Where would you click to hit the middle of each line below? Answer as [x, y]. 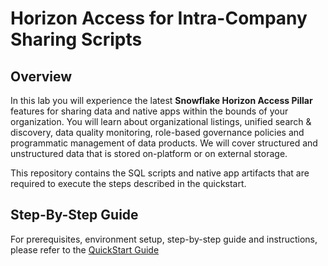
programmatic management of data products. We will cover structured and [164, 143]
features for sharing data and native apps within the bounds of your [149, 111]
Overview [41, 76]
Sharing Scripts [76, 39]
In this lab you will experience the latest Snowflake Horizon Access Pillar [161, 100]
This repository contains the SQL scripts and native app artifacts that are [160, 173]
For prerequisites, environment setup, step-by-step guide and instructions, [164, 239]
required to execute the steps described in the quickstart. [128, 183]
